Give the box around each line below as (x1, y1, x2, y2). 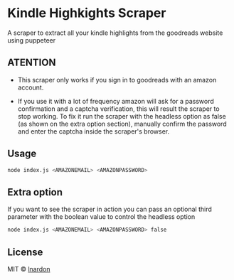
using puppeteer (7, 36, 56, 44)
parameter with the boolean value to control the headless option (7, 212, 196, 221)
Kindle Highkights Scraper (7, 5, 166, 21)
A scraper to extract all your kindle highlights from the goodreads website (7, 28, 223, 37)
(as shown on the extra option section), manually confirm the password (17, 119, 227, 128)
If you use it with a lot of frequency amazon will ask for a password (17, 97, 215, 105)
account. (17, 83, 44, 92)
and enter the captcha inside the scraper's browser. (17, 126, 170, 136)
